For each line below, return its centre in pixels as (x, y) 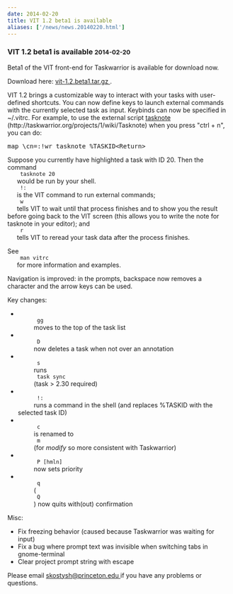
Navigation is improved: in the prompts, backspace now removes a (104, 278)
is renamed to (54, 434)
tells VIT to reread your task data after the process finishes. (103, 237)
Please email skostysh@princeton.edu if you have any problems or (104, 575)
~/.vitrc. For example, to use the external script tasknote (89, 117)
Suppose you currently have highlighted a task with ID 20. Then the (106, 160)
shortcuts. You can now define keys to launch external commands (128, 102)
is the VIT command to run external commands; (86, 194)
